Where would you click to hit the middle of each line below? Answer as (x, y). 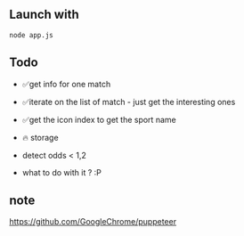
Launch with (44, 15)
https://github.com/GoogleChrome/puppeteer (93, 222)
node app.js (31, 35)
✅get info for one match (66, 84)
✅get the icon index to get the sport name (99, 119)
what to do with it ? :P (62, 172)
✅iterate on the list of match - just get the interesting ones (129, 102)
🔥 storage (41, 137)
